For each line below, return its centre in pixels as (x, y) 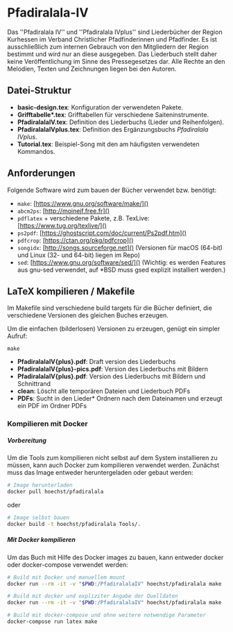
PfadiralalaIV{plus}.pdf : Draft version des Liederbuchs (96, 362)
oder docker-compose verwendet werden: (68, 564)
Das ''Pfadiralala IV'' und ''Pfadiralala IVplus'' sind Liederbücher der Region (115, 32)
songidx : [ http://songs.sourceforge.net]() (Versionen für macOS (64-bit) (120, 247)
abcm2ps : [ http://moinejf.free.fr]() (63, 211)
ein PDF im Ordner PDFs (52, 406)
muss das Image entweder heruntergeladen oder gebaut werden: (100, 473)
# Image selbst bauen (38, 518)
